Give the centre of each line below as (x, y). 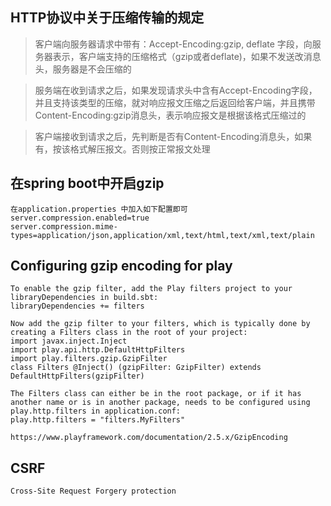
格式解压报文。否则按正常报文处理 (140, 149)
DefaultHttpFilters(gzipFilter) (77, 376)
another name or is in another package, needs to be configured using (160, 403)
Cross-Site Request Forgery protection (93, 491)
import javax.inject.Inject (69, 341)
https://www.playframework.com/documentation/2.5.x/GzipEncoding (149, 438)
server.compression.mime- (64, 226)
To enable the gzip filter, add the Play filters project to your (151, 289)
